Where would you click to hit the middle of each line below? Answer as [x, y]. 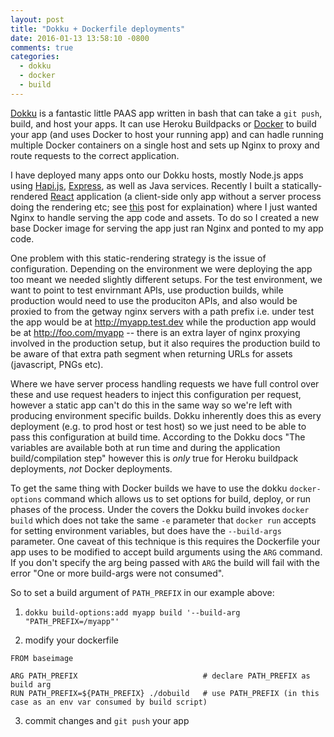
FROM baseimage [42, 658]
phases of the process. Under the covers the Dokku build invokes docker [160, 509]
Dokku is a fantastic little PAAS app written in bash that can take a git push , [166, 113]
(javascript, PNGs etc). [57, 364]
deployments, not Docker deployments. [91, 468]
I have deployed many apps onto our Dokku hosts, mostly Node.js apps [157, 175]
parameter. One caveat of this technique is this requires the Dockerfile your [165, 541]
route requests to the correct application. [95, 155]
